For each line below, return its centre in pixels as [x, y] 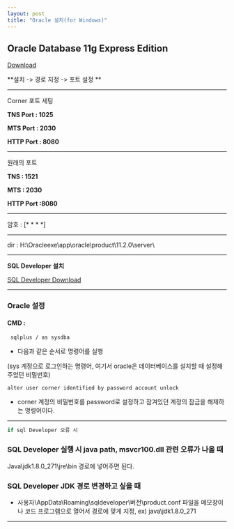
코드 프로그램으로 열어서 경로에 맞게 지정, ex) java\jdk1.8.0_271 [110, 511]
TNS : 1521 [23, 177]
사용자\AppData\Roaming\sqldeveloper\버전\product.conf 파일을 [108, 502]
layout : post [26, 14]
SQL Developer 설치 [36, 266]
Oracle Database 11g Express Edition [88, 48]
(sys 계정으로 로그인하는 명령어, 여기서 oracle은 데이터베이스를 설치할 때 [106, 366]
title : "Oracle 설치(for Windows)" [57, 20]
